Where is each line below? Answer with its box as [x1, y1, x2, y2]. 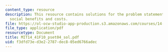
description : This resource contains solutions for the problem [5, 12, 142, 17]
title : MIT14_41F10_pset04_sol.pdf [5, 35, 79, 40]
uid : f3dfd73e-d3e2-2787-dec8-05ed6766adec [5, 40, 97, 45]
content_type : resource [5, 7, 55, 12]
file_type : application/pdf [5, 26, 64, 31]
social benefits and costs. [9, 16, 68, 21]
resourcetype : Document [5, 30, 55, 35]
